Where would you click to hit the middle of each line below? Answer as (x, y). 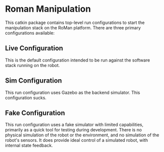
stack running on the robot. (33, 65)
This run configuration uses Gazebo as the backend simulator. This (73, 92)
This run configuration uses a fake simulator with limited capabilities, (74, 125)
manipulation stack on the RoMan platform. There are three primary (73, 27)
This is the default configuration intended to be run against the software (78, 60)
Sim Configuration (34, 81)
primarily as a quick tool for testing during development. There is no (73, 130)
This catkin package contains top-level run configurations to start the (75, 22)
